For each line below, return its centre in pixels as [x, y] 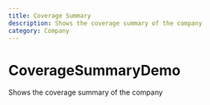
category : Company [39, 30]
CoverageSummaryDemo [95, 70]
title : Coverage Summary [50, 16]
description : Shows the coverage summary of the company [105, 23]
